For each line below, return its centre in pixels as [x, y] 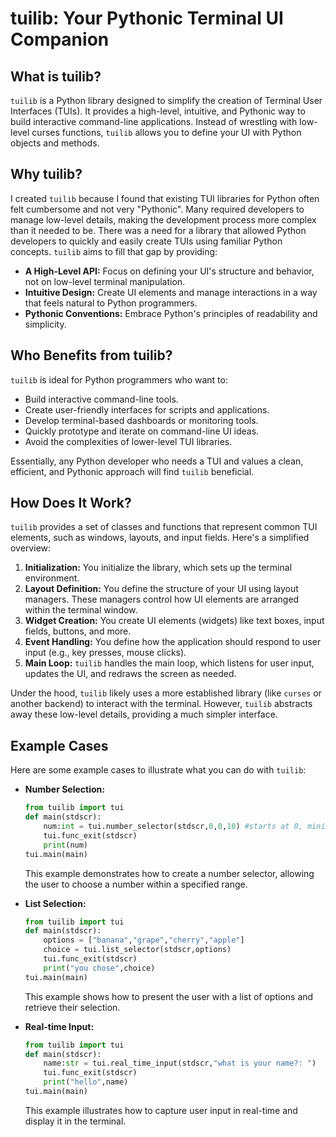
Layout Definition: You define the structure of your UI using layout [161, 589]
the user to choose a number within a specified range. [136, 884]
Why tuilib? [46, 174]
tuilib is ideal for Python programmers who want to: [119, 379]
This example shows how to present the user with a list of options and [169, 996]
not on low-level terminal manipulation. [105, 281]
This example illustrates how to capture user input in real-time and [161, 1110]
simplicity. [45, 324]
